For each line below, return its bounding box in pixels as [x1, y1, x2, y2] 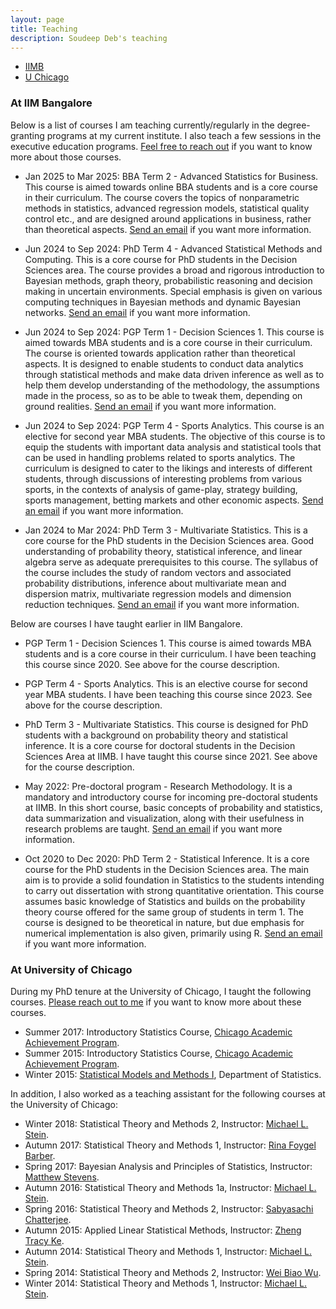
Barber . [24, 1149, 56, 1161]
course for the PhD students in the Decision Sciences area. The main [24, 863, 309, 875]
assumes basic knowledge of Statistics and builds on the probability [24, 895, 306, 907]
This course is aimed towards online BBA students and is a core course [24, 181, 318, 193]
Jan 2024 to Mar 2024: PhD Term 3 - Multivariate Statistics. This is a [24, 524, 308, 536]
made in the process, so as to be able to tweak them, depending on [24, 389, 303, 401]
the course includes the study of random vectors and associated [24, 566, 292, 578]
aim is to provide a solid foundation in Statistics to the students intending [24, 874, 325, 886]
